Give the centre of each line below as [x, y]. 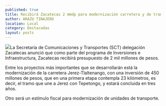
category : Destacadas [27, 28]
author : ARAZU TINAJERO [30, 19]
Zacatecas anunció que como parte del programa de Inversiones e [73, 53]
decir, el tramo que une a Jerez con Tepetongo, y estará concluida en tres [80, 83]
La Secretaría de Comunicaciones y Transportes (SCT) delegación [78, 47]
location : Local [22, 24]
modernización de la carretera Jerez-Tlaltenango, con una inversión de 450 [82, 73]
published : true [22, 10]
